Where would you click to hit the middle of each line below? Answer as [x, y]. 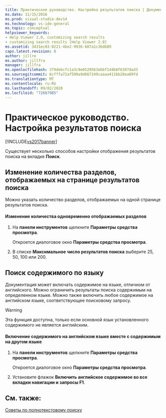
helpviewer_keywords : [27, 33]
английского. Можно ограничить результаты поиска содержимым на [79, 290]
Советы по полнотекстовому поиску [44, 410]
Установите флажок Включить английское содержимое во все [80, 377]
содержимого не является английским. [47, 325]
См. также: [23, 398]
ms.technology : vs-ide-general [37, 24]
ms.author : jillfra [25, 61]
